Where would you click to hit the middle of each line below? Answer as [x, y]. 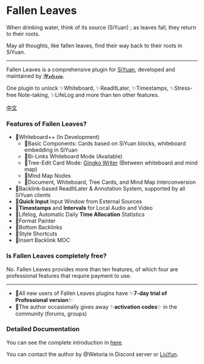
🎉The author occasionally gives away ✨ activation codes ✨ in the [96, 306]
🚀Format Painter [35, 221]
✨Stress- [181, 88]
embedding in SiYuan [51, 150]
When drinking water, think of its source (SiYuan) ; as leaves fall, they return [101, 27]
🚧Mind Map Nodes [47, 176]
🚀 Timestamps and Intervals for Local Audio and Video [84, 208]
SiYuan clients [33, 195]
